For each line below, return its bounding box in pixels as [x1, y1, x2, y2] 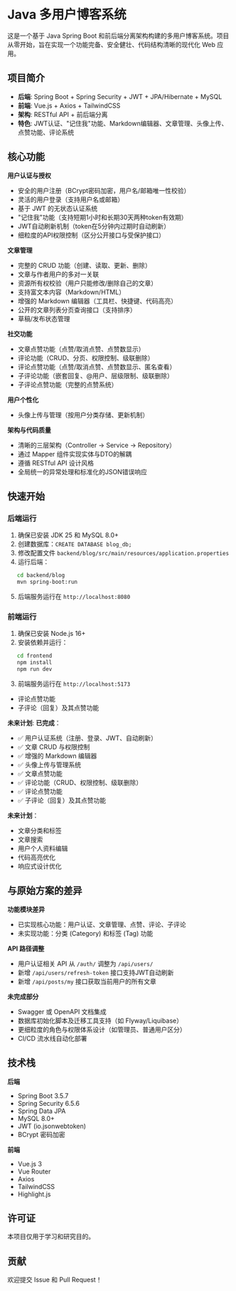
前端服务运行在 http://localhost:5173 [17, 679, 131, 688]
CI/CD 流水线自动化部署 [17, 1034, 87, 1042]
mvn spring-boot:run [16, 578, 78, 586]
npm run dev [16, 666, 53, 673]
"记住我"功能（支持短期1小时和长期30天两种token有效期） [17, 213, 188, 221]
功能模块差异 [7, 905, 45, 914]
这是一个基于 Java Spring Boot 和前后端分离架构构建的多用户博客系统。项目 [7, 31, 230, 40]
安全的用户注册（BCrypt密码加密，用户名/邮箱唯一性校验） [17, 186, 191, 194]
